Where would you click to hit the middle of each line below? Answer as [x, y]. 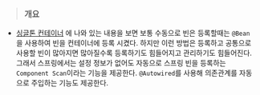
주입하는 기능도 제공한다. [70, 83]
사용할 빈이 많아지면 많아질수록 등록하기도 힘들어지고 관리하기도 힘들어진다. [134, 53]
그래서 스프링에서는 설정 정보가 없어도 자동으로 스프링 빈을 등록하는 [121, 63]
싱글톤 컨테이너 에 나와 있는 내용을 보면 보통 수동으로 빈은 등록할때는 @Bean [133, 33]
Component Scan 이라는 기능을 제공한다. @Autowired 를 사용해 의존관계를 [127, 73]
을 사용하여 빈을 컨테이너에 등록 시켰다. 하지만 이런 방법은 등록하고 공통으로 [134, 43]
